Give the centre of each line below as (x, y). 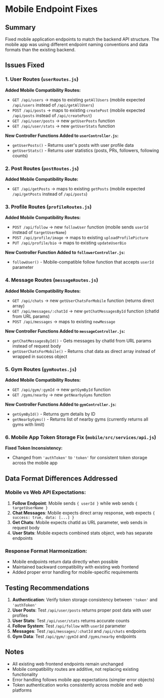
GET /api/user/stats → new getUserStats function (64, 126)
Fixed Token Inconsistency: (34, 448)
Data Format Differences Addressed (62, 478)
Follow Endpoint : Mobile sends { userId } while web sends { (75, 503)
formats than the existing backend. (40, 50)
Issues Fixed (25, 65)
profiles (20, 615)
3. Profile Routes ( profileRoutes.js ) (49, 207)
